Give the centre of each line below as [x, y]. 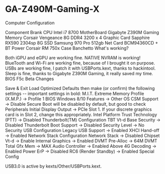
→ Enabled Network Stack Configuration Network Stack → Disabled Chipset [82, 135]
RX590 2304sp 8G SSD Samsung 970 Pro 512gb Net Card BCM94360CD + [82, 43]
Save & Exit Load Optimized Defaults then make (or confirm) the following [80, 88]
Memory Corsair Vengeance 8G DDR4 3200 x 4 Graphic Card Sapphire [77, 38]
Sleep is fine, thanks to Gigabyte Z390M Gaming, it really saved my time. [79, 73]
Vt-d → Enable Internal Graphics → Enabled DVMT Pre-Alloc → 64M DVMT [81, 141]
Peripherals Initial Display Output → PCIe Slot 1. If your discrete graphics [79, 109]
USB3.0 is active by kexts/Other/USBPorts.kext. [54, 166]
